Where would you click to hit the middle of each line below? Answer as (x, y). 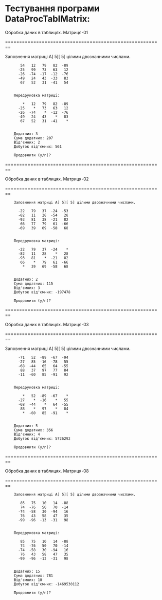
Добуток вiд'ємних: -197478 (42, 292)
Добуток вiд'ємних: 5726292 (42, 438)
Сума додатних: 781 (34, 576)
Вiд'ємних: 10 (28, 580)
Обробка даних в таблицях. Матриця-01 (47, 32)
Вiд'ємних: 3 (27, 288)
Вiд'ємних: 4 (27, 434)
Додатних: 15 (27, 571)
